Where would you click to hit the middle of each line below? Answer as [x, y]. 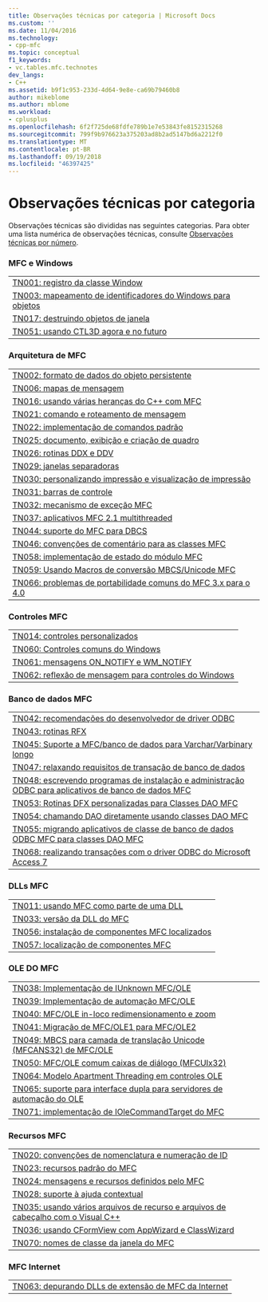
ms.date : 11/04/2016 [43, 30]
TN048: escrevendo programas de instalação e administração [128, 780]
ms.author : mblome [39, 105]
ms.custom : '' [32, 23]
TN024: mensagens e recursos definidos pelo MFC [108, 1182]
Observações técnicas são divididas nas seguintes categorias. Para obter [129, 226]
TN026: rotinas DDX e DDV [63, 453]
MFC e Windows [41, 262]
